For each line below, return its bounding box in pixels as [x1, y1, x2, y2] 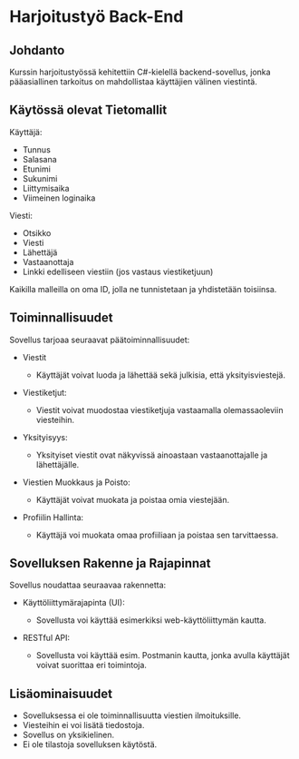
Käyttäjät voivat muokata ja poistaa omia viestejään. [35, 494, 230, 505]
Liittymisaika [22, 182, 70, 193]
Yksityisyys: [22, 431, 68, 442]
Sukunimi [22, 172, 58, 183]
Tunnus [22, 143, 52, 155]
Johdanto [9, 43, 65, 58]
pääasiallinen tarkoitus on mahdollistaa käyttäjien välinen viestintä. [9, 76, 258, 87]
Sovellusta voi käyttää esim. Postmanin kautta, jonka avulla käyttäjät [35, 650, 290, 661]
